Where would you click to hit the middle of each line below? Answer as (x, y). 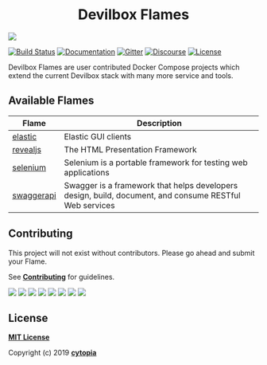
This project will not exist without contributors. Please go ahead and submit (132, 253)
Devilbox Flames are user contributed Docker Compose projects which (124, 67)
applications (87, 172)
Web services (89, 205)
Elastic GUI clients (98, 136)
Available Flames (51, 101)
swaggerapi (35, 195)
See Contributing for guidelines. (62, 277)
